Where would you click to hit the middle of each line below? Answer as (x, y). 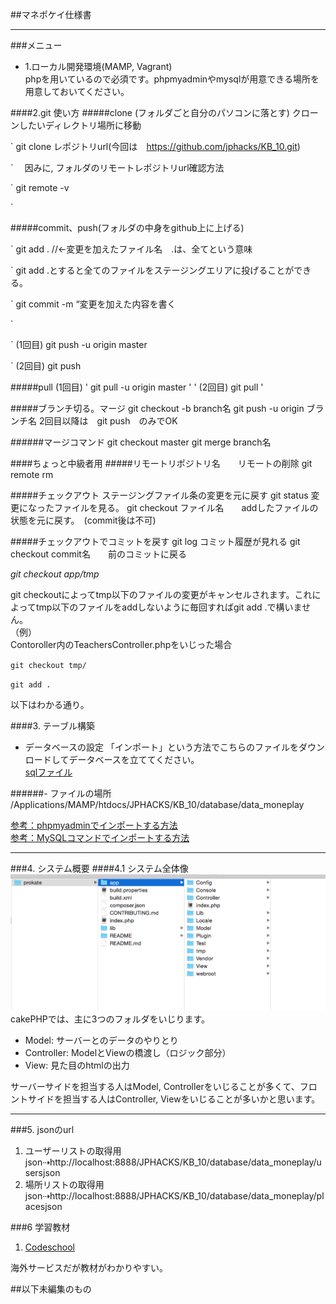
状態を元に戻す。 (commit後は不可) (83, 520)
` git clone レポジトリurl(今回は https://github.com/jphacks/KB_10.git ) (155, 146)
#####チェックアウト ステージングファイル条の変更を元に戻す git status (159, 495)
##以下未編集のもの (51, 1289)
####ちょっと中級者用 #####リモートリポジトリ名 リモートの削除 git (161, 463)
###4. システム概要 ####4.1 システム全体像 (99, 868)
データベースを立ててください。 (134, 759)
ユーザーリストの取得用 (73, 1150)
